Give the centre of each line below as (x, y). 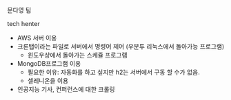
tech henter (23, 24)
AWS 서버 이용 (37, 38)
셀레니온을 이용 (48, 80)
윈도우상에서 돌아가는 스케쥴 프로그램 (77, 55)
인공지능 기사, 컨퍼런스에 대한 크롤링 (66, 89)
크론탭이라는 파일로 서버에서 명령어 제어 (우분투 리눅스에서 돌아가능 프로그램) (121, 46)
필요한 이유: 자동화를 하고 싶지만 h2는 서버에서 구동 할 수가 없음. (113, 72)
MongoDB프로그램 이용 (49, 63)
